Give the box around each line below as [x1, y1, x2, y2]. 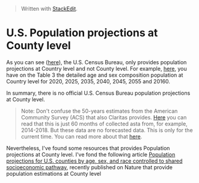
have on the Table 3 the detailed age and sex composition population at [6, 71, 183, 79]
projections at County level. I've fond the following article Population [6, 151, 176, 158]
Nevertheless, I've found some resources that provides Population [6, 144, 170, 152]
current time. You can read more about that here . [20, 133, 142, 140]
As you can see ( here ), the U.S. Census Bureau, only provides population [6, 58, 187, 65]
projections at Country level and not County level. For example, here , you [6, 65, 188, 72]
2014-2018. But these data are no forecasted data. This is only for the [20, 126, 194, 134]
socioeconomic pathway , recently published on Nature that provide [6, 163, 173, 170]
